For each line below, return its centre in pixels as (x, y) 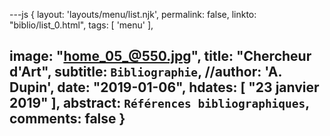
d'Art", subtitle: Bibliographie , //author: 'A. (145, 72)
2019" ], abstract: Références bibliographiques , (159, 103)
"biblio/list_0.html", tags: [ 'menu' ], (81, 25)
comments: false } (67, 119)
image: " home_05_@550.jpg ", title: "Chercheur (160, 56)
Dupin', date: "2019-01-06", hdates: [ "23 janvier (164, 87)
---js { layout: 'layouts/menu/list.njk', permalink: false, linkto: (133, 14)
